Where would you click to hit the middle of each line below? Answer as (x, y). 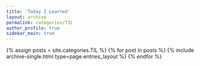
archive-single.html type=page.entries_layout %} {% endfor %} (84, 57)
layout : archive (26, 17)
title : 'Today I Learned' (38, 11)
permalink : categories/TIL (40, 22)
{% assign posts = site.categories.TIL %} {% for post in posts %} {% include (100, 50)
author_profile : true (33, 28)
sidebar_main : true (30, 34)
